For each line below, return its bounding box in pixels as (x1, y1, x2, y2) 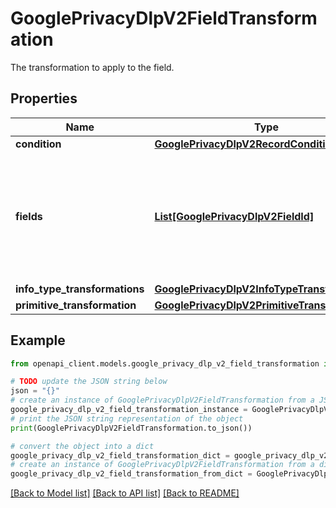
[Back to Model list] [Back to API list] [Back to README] (10, 487, 240, 499)
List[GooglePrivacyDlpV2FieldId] (154, 209, 315, 223)
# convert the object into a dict (10, 441, 155, 451)
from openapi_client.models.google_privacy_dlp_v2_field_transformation (10, 358, 320, 369)
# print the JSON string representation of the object (10, 413, 244, 424)
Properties (10, 90, 78, 107)
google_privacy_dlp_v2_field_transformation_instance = (10, 405, 248, 415)
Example (10, 332, 66, 349)
